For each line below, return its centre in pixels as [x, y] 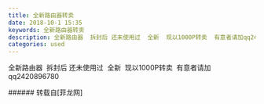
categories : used [37, 45]
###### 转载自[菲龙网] [46, 93]
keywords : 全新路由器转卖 [46, 30]
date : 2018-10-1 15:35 [45, 23]
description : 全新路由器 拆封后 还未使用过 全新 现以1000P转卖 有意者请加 [126, 37]
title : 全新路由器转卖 [41, 15]
